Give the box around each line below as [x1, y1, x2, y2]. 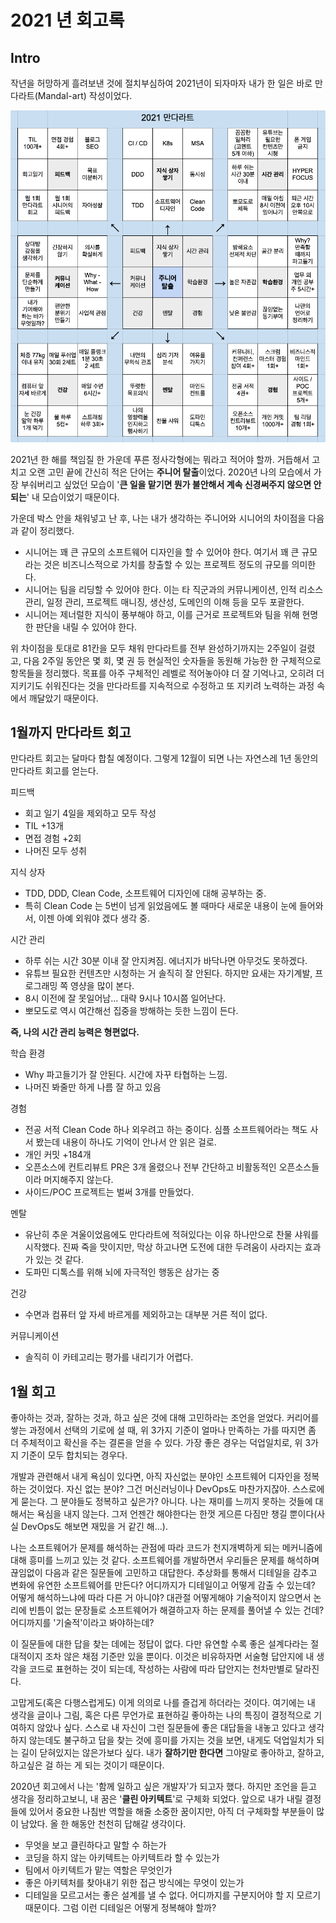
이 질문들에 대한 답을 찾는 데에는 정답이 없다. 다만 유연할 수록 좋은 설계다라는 [10, 1638, 309, 1650]
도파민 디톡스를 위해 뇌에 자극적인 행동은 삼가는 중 [24, 1266, 220, 1278]
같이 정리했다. [20, 524, 75, 536]
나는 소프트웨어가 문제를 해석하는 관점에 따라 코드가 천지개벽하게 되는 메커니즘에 [10, 1542, 323, 1554]
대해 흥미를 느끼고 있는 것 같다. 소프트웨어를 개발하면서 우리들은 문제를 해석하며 [10, 1554, 320, 1566]
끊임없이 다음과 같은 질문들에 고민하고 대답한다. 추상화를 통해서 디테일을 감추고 [10, 1567, 318, 1579]
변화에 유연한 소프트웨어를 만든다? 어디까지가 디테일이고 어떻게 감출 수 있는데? [10, 1579, 316, 1591]
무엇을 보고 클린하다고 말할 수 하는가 [24, 1839, 167, 1851]
